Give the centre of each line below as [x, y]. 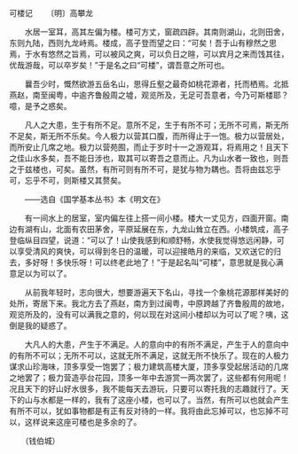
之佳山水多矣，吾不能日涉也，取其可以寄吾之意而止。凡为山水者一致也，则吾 [149, 158]
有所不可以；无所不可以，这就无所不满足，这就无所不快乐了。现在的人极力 [153, 356]
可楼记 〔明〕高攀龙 [51, 13]
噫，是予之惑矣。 [40, 106]
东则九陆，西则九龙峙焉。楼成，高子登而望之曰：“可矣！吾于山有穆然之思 [143, 43]
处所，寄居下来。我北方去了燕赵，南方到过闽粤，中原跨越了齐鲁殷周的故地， [149, 303]
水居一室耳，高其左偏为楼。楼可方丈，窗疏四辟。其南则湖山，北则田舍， [157, 32]
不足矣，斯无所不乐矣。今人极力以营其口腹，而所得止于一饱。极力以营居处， [149, 136]
